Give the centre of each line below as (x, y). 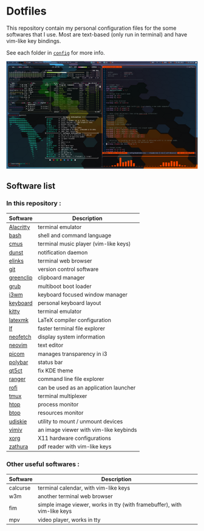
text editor (50, 345)
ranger (17, 379)
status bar (50, 362)
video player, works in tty (69, 519)
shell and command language (74, 236)
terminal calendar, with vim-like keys (84, 488)
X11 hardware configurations (74, 438)
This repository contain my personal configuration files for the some (91, 28)
